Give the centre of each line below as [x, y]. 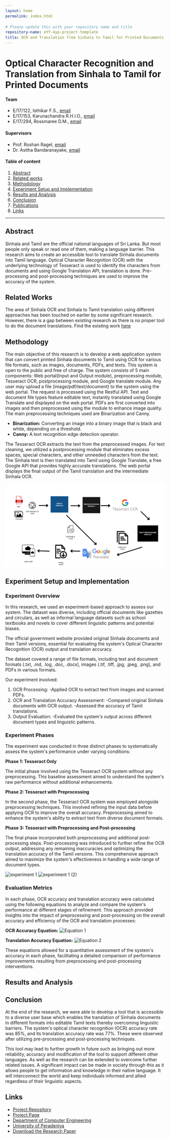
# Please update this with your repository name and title [69, 27]
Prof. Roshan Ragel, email [39, 144]
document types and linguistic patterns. [54, 722]
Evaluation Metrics [29, 888]
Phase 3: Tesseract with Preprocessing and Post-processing [70, 828]
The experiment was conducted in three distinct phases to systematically [81, 746]
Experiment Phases [30, 735]
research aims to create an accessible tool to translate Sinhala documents [82, 254]
